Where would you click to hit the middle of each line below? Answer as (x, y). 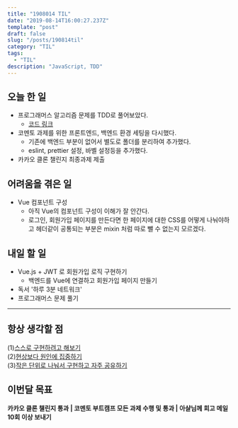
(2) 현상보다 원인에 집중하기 (45, 356)
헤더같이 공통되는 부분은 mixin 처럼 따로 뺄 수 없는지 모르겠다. (121, 229)
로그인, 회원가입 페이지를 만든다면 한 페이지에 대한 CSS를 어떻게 (117, 220)
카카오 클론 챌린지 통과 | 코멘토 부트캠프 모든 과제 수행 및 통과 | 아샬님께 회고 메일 (118, 408)
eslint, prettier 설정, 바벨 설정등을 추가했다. (88, 151)
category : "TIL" (31, 47)
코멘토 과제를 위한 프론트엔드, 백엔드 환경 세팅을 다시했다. (97, 133)
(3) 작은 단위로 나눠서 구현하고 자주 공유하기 (67, 365)
